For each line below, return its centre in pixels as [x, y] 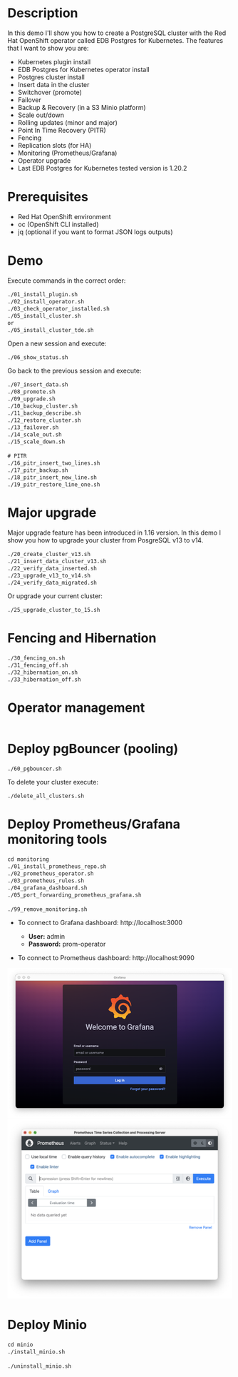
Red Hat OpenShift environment [64, 216]
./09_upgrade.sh [31, 399]
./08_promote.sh [31, 392]
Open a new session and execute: [57, 343]
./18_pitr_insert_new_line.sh [52, 477]
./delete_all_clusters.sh [46, 796]
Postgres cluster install [51, 77]
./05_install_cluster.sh [44, 316]
